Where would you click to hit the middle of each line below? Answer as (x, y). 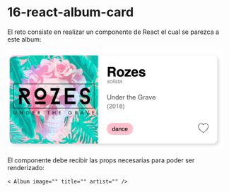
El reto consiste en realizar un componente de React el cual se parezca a (113, 32)
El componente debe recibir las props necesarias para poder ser (101, 160)
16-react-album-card (71, 12)
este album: (24, 39)
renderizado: (26, 167)
